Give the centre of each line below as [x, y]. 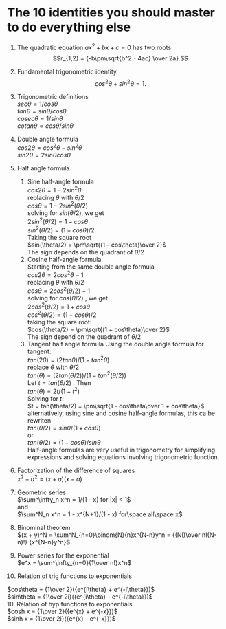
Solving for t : [45, 399]
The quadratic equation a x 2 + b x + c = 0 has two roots [94, 47]
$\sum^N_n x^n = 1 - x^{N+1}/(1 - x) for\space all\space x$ [100, 514]
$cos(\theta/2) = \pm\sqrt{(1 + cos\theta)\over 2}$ [98, 330]
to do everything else [69, 27]
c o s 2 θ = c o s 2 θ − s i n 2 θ [49, 147]
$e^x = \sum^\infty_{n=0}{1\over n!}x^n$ [74, 562]
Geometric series [42, 492]
